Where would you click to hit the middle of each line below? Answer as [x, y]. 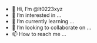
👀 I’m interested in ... [36, 15]
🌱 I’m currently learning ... [43, 21]
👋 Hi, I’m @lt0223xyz [37, 9]
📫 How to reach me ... [39, 34]
